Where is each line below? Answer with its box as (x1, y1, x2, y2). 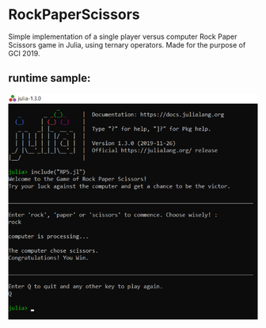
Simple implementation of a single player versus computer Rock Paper (8, 32, 237, 41)
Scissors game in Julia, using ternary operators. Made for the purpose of (8, 40, 246, 49)
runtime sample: (8, 71, 91, 85)
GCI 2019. (8, 48, 40, 58)
